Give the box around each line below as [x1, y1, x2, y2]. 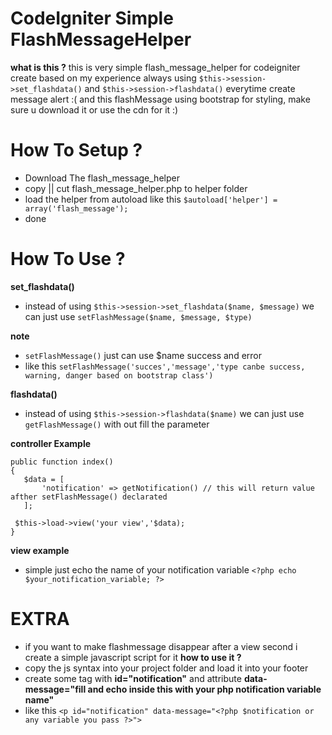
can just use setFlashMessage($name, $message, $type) [24, 310, 253, 322]
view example [10, 544, 70, 556]
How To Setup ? [10, 139, 143, 162]
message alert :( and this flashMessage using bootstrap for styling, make [10, 93, 311, 105]
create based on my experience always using [10, 72, 197, 84]
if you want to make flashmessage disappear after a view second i [24, 640, 298, 652]
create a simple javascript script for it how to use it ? [24, 651, 242, 663]
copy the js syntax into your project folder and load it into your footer [24, 662, 309, 674]
